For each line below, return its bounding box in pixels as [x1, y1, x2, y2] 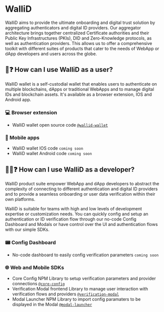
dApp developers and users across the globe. [5, 50, 97, 57]
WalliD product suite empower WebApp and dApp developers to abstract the [5, 181, 160, 187]
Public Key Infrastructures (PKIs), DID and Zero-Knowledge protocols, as [5, 35, 152, 41]
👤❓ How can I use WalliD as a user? [5, 66, 113, 74]
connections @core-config [12, 280, 65, 287]
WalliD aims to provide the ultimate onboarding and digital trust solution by [5, 20, 155, 25]
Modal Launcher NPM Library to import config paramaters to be [12, 296, 141, 302]
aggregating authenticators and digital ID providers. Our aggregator [5, 24, 141, 30]
